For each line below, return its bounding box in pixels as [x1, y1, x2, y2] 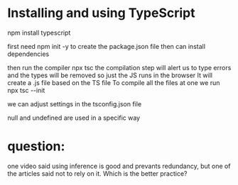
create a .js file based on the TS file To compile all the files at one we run [7, 78, 220, 86]
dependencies [7, 50, 50, 58]
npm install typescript [7, 28, 71, 37]
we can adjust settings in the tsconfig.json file [7, 99, 142, 108]
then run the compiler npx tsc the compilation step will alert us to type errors [7, 63, 232, 72]
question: [7, 138, 65, 155]
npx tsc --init [7, 86, 45, 94]
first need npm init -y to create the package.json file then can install [7, 42, 206, 50]
